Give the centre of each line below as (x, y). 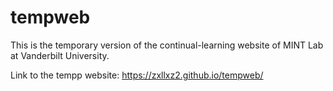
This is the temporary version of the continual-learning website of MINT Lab (167, 45)
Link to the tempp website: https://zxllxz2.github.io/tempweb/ (137, 75)
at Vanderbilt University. (60, 55)
